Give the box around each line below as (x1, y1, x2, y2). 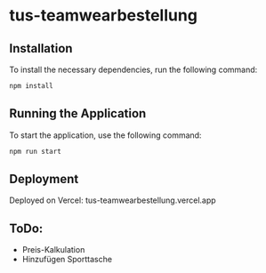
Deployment (9, 171, 79, 187)
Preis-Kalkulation (21, 245, 85, 255)
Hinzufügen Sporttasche (21, 254, 113, 265)
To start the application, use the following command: (9, 130, 202, 141)
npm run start (9, 147, 62, 156)
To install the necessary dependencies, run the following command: (9, 64, 258, 75)
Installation (9, 41, 73, 56)
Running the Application (9, 106, 147, 121)
